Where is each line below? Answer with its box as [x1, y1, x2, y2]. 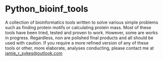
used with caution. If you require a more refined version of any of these [5, 40, 149, 46]
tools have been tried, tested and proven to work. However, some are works [5, 30, 158, 35]
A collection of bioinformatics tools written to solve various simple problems [5, 19, 158, 25]
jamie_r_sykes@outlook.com [5, 50, 63, 56]
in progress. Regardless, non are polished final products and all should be [5, 35, 154, 41]
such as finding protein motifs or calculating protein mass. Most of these [5, 24, 152, 30]
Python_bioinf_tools [5, 3, 89, 15]
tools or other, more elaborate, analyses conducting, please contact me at [5, 45, 154, 51]
